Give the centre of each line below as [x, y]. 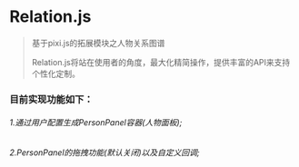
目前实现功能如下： [51, 99]
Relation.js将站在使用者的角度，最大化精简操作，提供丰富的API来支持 [161, 62]
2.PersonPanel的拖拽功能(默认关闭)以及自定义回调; [105, 152]
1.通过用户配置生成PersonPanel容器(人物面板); [96, 123]
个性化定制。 [55, 74]
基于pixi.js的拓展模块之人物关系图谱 [98, 43]
